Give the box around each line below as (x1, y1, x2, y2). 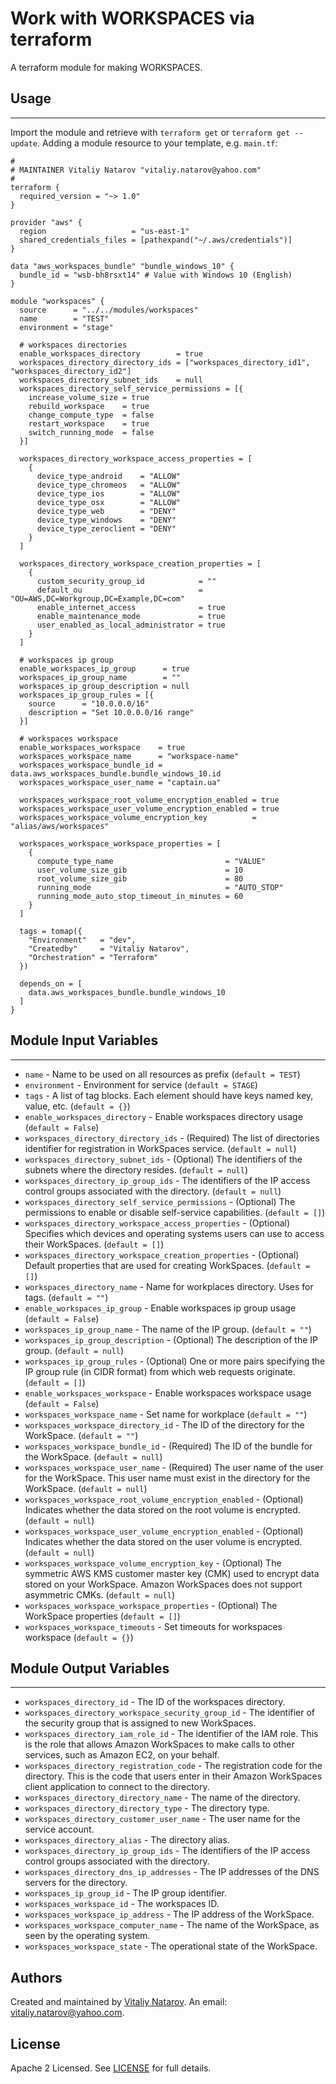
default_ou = (36, 585, 203, 595)
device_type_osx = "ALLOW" (36, 497, 182, 507)
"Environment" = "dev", (28, 935, 137, 945)
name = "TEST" (19, 313, 110, 324)
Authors (10, 1969, 63, 1986)
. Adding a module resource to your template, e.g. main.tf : (36, 137, 278, 149)
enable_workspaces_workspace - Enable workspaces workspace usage (24, 1387, 312, 1399)
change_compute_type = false (28, 410, 155, 420)
